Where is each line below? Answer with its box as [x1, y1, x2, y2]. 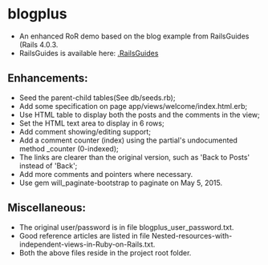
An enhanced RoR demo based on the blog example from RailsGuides [18, 31, 250, 41]
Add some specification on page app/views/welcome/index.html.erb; [18, 101, 248, 110]
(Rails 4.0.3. [18, 39, 59, 49]
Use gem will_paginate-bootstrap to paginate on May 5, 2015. [18, 178, 222, 187]
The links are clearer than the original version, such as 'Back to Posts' [18, 152, 250, 162]
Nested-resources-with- [151, 231, 233, 240]
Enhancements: [7, 71, 89, 85]
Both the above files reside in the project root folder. [18, 247, 192, 257]
